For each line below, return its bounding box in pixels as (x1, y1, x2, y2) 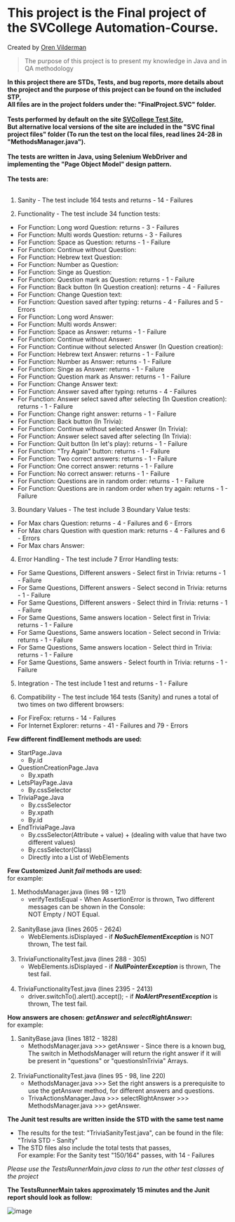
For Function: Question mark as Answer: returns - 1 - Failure (17, 372, 191, 381)
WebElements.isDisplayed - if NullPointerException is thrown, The (27, 962, 221, 971)
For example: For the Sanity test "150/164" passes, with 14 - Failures (17, 1150, 215, 1159)
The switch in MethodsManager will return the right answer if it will (27, 1049, 221, 1058)
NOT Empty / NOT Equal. (27, 909, 100, 918)
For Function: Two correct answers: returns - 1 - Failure (17, 454, 177, 463)
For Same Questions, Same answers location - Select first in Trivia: (17, 613, 211, 622)
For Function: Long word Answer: (17, 313, 114, 321)
